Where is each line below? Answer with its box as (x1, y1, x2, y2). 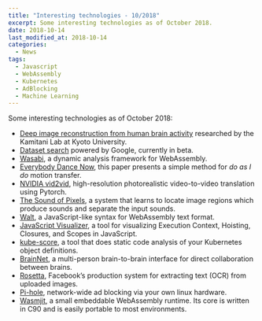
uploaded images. (19, 279, 79, 289)
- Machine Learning (15, 92, 79, 100)
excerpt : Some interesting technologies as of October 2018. (8, 19, 213, 27)
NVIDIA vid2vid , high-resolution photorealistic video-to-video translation (19, 179, 255, 189)
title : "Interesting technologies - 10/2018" (8, 11, 160, 20)
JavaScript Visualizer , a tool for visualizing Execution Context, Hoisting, (19, 221, 251, 231)
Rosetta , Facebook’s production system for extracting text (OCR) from (19, 271, 246, 280)
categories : (8, 41, 47, 49)
